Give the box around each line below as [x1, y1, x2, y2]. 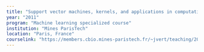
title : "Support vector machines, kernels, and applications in [6, 8, 172, 15]
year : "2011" [6, 14, 39, 20]
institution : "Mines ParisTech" [6, 25, 88, 32]
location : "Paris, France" [6, 31, 75, 37]
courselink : [6, 36, 36, 42]
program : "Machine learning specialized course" [6, 20, 132, 26]
